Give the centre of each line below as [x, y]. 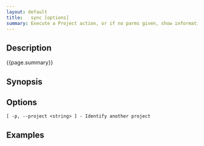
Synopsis [24, 82]
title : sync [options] [38, 18]
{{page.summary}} [30, 63]
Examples [25, 135]
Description [29, 48]
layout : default [27, 12]
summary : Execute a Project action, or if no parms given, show [89, 23]
